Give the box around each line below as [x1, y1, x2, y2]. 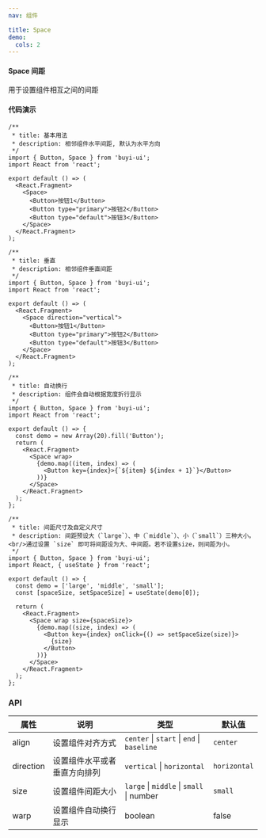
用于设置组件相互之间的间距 [8, 85, 99, 95]
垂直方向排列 [52, 767, 101, 778]
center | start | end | [124, 733, 200, 744]
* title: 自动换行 [11, 382, 68, 390]
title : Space [8, 25, 51, 34]
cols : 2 [15, 40, 41, 48]
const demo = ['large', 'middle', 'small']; [15, 581, 165, 590]
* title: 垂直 [11, 257, 56, 265]
